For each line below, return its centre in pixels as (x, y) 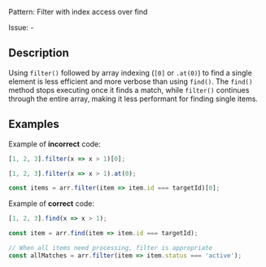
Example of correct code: (52, 204)
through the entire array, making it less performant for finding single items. (133, 98)
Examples (34, 124)
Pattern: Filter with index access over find (78, 12)
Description (39, 53)
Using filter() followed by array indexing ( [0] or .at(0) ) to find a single (130, 72)
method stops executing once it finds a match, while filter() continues (129, 90)
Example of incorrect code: (55, 144)
